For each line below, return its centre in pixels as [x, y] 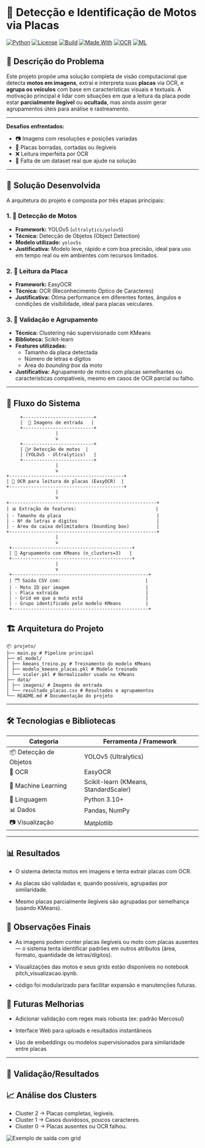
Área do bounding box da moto [63, 365]
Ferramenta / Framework [140, 741]
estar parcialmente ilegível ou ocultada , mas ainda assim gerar [87, 102]
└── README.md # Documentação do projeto [60, 696]
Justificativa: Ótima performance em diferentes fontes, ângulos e [98, 297]
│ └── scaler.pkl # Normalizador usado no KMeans [71, 675]
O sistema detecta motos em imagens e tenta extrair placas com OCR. [103, 871]
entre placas [31, 1049]
